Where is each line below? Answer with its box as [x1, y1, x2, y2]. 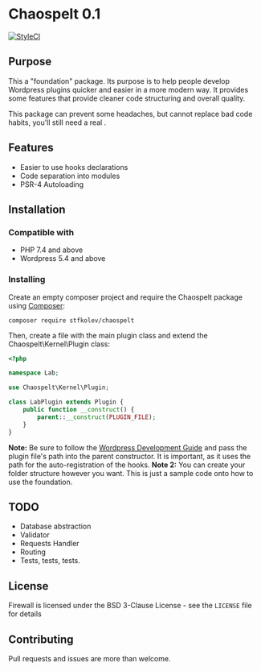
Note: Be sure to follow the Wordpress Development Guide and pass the [8, 442, 247, 452]
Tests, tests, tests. [19, 556, 80, 565]
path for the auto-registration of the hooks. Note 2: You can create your [8, 460, 246, 470]
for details [8, 609, 42, 619]
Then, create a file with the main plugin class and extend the [8, 330, 208, 340]
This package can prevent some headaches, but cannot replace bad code [8, 109, 253, 118]
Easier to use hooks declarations [19, 162, 128, 172]
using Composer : [8, 300, 66, 310]
